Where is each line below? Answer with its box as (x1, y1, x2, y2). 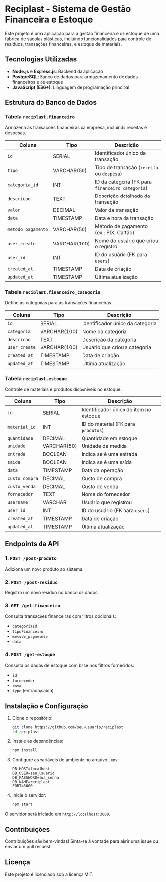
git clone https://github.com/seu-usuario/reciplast (12, 725, 124, 730)
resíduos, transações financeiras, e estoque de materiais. (5, 41, 122, 47)
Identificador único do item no (81, 406, 152, 413)
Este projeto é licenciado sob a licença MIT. (5, 871, 94, 877)
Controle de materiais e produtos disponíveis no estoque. (5, 386, 122, 392)
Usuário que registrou (81, 499, 132, 506)
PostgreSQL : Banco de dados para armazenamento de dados (12, 73, 138, 80)
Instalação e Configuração (5, 702, 88, 710)
